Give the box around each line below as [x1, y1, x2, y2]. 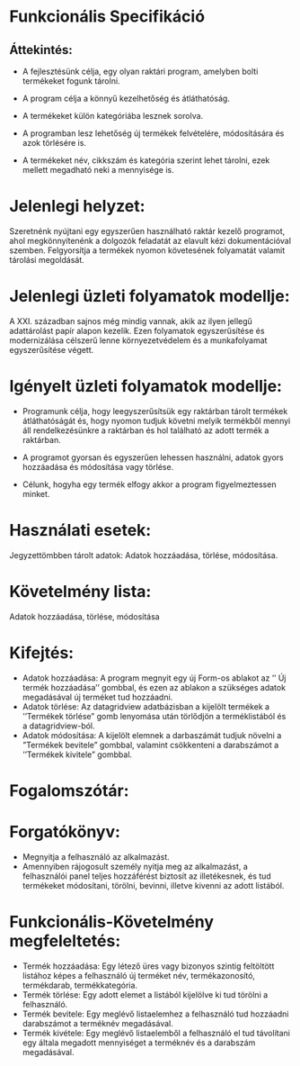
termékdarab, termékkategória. [22, 980, 137, 990]
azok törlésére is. [22, 138, 87, 148]
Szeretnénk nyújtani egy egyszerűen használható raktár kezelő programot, [9, 225, 286, 236]
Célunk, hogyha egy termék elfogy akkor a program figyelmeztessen [22, 479, 277, 490]
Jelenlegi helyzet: [9, 196, 146, 217]
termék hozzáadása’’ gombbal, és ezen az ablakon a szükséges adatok [22, 682, 286, 692]
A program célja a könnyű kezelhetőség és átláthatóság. [22, 93, 231, 104]
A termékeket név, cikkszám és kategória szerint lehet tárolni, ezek [22, 155, 270, 166]
